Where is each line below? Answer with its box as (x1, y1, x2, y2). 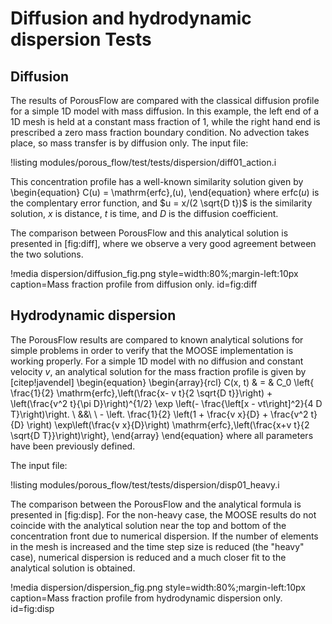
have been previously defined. (10, 440, 136, 452)
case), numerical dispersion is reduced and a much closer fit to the (10, 551, 287, 563)
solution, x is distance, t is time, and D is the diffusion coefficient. (10, 208, 279, 219)
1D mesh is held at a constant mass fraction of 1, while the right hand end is (10, 116, 321, 127)
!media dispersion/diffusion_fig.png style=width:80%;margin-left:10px (10, 268, 299, 279)
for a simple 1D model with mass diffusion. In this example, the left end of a (10, 105, 320, 117)
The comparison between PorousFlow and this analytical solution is (10, 227, 289, 239)
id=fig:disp (10, 602, 55, 614)
